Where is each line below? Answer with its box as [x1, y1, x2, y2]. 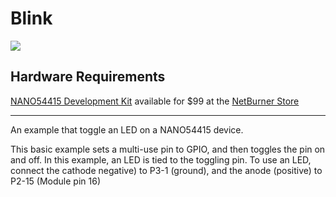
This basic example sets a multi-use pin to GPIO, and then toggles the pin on [10, 143, 326, 155]
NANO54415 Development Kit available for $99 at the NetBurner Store [10, 95, 300, 107]
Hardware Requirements [10, 68, 166, 86]
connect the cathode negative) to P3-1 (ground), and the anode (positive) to [10, 164, 323, 176]
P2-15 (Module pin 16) [10, 175, 101, 187]
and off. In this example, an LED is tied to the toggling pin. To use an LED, [10, 153, 312, 166]
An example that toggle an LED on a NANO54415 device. [10, 123, 244, 136]
